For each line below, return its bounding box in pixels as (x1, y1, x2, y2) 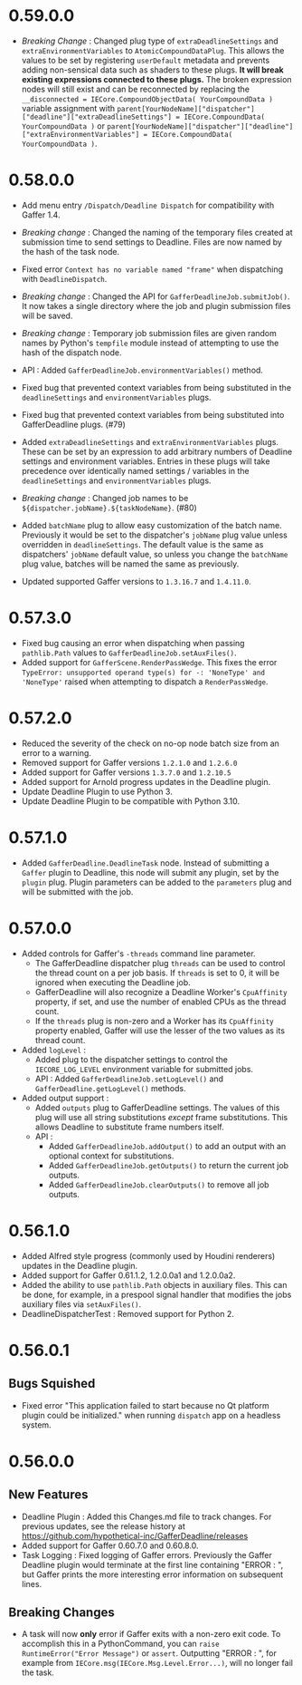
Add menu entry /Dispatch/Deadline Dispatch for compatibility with (21, 199, 275, 210)
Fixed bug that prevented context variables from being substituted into (21, 409, 285, 420)
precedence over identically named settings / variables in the (21, 465, 250, 476)
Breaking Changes (8, 1604, 115, 1620)
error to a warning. (21, 747, 92, 758)
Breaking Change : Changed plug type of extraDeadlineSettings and (21, 35, 279, 46)
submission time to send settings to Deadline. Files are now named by (21, 237, 282, 247)
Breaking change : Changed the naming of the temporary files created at (21, 227, 293, 237)
